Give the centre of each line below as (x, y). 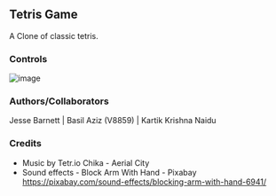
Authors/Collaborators (59, 101)
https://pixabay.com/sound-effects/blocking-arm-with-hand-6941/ (144, 182)
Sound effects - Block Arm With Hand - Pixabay (109, 172)
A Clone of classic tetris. (54, 35)
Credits (25, 144)
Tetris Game (43, 15)
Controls (28, 59)
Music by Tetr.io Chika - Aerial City (86, 162)
